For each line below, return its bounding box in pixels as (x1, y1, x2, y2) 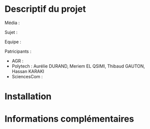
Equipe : (4, 38, 22, 45)
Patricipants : (4, 48, 32, 54)
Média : (4, 20, 20, 26)
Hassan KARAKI (11, 68, 44, 74)
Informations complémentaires (4, 113, 134, 125)
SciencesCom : (11, 73, 43, 79)
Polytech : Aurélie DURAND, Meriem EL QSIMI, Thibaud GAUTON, (11, 63, 145, 69)
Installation (4, 91, 52, 102)
